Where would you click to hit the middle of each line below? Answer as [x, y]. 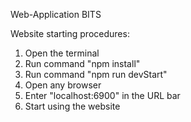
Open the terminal [62, 53]
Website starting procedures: [70, 33]
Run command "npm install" [82, 63]
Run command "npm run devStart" [96, 74]
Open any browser [63, 85]
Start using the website [72, 106]
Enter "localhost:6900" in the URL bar [102, 95]
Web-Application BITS [56, 14]
